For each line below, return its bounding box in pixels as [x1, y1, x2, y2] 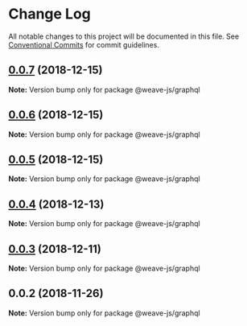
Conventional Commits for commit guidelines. [8, 39, 159, 49]
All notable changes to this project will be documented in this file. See [8, 31, 240, 41]
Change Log [8, 5, 91, 23]
